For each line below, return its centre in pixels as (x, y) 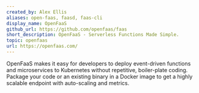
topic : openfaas (27, 40)
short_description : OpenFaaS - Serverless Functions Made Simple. (93, 35)
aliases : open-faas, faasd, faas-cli (54, 18)
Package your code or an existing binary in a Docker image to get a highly (99, 76)
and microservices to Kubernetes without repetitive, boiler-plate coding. (97, 70)
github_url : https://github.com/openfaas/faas (67, 29)
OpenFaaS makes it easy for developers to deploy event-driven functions (99, 63)
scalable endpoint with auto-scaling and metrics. (68, 83)
